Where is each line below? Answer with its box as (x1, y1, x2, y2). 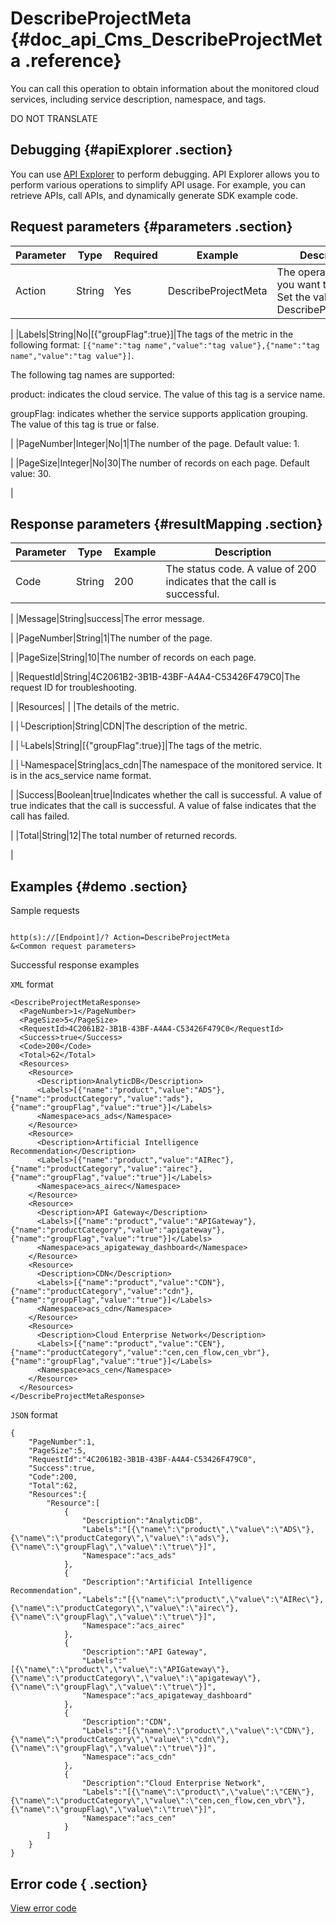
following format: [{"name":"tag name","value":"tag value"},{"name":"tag (10, 338, 320, 351)
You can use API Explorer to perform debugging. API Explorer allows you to (10, 168, 320, 180)
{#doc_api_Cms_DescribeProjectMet (10, 28, 323, 51)
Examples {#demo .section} (10, 878, 188, 895)
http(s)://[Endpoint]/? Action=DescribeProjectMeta (10, 933, 230, 943)
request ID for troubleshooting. (10, 682, 138, 694)
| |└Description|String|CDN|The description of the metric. (10, 720, 248, 732)
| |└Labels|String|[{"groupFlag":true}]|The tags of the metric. (10, 740, 262, 752)
